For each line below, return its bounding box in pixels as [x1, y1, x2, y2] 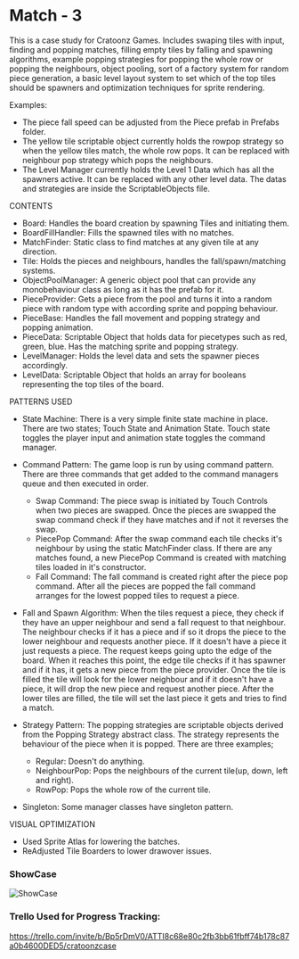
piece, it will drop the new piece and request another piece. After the [21, 683, 274, 694]
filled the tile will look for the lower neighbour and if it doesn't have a [21, 674, 274, 684]
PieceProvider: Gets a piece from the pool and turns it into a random [21, 293, 273, 304]
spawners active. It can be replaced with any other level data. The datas [21, 173, 287, 184]
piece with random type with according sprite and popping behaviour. [21, 302, 279, 313]
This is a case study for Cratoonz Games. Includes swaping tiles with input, [9, 35, 285, 45]
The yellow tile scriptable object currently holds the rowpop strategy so [21, 136, 285, 146]
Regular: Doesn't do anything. [35, 756, 145, 766]
